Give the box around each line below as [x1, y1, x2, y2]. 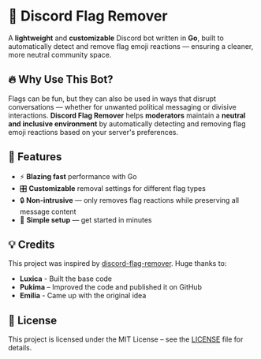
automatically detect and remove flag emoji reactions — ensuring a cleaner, [8, 41, 254, 50]
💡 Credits [8, 237, 55, 251]
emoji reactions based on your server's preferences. [8, 127, 179, 136]
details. [8, 343, 32, 353]
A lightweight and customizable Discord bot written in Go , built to [8, 33, 225, 43]
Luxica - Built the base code [19, 274, 113, 283]
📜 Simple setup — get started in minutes [19, 215, 152, 224]
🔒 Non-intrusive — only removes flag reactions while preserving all [19, 195, 239, 204]
